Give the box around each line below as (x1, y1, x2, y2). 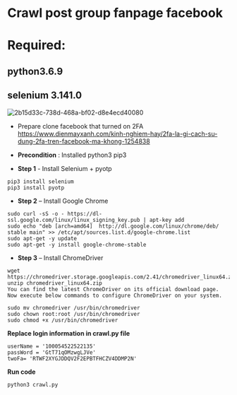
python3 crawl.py (7, 381, 59, 388)
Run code (7, 367, 36, 376)
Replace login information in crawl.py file (7, 329, 130, 337)
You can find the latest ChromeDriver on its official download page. (7, 285, 219, 293)
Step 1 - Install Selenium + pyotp (17, 164, 112, 172)
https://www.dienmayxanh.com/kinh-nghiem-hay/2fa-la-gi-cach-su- (17, 129, 218, 138)
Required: (7, 37, 66, 54)
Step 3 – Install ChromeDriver (17, 253, 104, 262)
